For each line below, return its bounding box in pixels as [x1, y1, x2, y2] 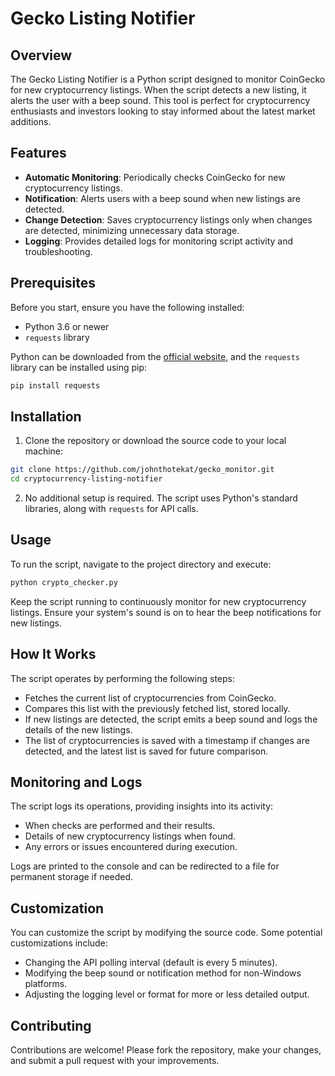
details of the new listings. [24, 723, 133, 736]
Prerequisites [10, 275, 96, 292]
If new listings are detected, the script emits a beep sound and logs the [24, 713, 318, 725]
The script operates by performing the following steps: [10, 672, 235, 684]
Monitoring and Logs [10, 773, 143, 791]
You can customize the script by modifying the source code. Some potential [10, 927, 323, 939]
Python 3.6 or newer [24, 320, 110, 332]
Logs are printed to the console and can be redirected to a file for [10, 860, 280, 872]
